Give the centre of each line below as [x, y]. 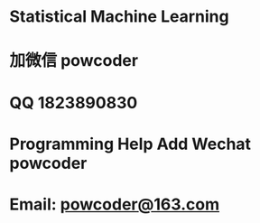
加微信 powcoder [74, 61]
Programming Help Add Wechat [130, 144]
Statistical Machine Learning [119, 17]
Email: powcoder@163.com [114, 204]
